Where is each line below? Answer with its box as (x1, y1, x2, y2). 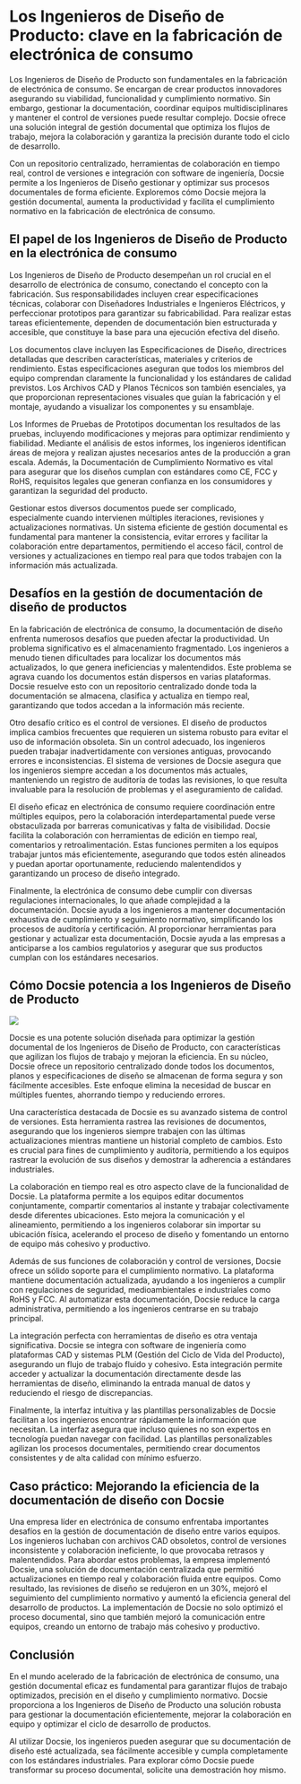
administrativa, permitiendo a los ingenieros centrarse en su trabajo (9, 1303, 259, 1314)
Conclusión (9, 1647, 75, 1662)
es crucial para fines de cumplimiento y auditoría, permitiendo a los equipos (9, 1145, 289, 1156)
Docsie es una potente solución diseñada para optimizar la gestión (9, 1033, 255, 1044)
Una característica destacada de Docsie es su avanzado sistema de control (9, 1107, 288, 1118)
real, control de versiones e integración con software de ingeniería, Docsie (9, 168, 285, 178)
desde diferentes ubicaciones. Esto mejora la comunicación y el (9, 1210, 245, 1221)
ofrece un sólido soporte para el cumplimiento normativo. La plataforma (9, 1266, 275, 1277)
